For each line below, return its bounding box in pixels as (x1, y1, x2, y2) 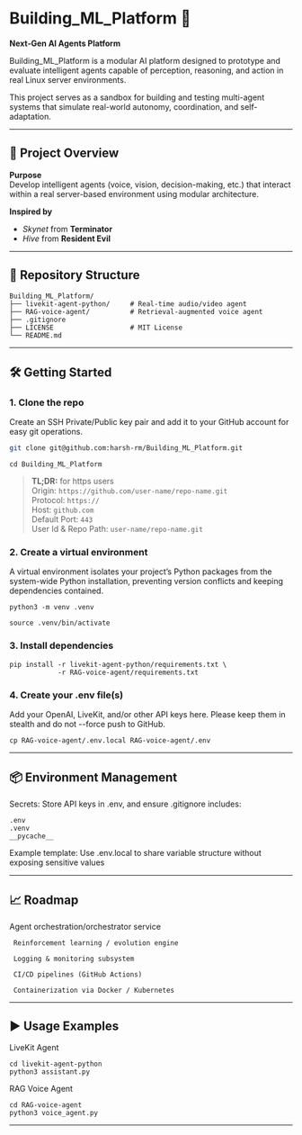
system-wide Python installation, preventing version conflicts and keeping (9, 576, 284, 587)
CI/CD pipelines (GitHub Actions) (13, 969, 143, 979)
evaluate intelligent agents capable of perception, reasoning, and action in (9, 65, 284, 76)
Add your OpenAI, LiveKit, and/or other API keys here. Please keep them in (9, 709, 286, 720)
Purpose (9, 169, 42, 180)
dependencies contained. (9, 585, 104, 597)
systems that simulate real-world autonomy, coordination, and (9, 101, 239, 112)
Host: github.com (31, 504, 94, 516)
